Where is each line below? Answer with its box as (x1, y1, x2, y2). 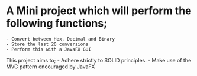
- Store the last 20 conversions (6, 41, 89, 47)
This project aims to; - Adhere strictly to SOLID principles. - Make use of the (6, 57, 192, 64)
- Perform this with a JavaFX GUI (6, 46, 92, 52)
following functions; (6, 16, 108, 30)
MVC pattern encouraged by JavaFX (6, 63, 96, 70)
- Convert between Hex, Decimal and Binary (6, 36, 115, 42)
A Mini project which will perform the (6, 4, 192, 18)
